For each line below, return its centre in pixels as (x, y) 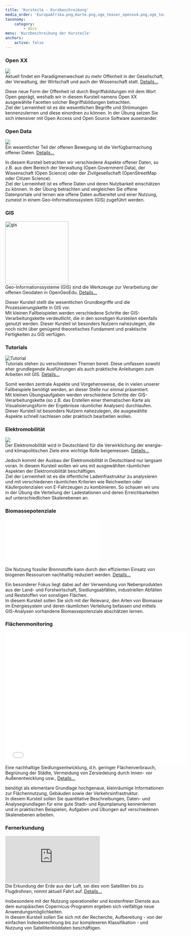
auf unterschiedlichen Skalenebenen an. (47, 498)
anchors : (14, 38)
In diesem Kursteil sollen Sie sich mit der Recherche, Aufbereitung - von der (84, 917)
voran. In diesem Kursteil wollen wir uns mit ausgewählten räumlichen (78, 466)
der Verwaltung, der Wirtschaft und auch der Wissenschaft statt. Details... (82, 82)
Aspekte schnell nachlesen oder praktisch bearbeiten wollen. (69, 416)
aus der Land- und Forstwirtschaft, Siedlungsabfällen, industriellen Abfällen (84, 590)
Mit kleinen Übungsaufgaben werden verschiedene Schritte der (71, 395)
